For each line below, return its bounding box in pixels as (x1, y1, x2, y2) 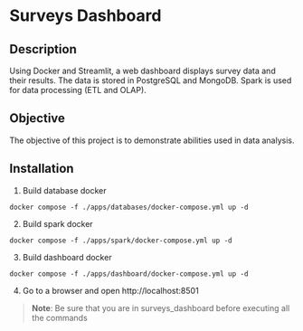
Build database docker (22, 184, 107, 195)
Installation (9, 161, 74, 176)
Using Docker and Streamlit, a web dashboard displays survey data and (9, 65, 276, 76)
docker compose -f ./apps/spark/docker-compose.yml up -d (9, 236, 232, 245)
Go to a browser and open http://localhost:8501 (22, 285, 199, 296)
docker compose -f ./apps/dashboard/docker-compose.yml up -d (9, 269, 249, 279)
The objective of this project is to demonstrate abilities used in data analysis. (9, 135, 295, 146)
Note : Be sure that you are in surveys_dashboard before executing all (31, 302, 290, 313)
